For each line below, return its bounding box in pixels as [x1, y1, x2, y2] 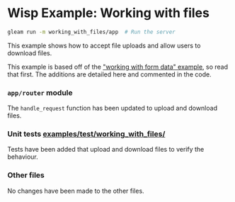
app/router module [7, 87, 73, 97]
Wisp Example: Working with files [7, 5, 210, 21]
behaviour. [7, 152, 39, 161]
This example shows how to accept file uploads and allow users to [7, 41, 201, 50]
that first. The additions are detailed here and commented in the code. [7, 69, 212, 79]
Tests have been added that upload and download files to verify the [7, 145, 205, 154]
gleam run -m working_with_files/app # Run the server [7, 28, 176, 35]
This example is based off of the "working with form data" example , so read [7, 62, 229, 71]
